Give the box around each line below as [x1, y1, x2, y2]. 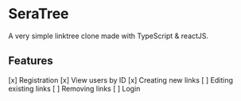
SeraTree [8, 5, 69, 23]
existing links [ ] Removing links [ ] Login [8, 84, 141, 93]
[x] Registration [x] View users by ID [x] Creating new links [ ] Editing [8, 75, 233, 84]
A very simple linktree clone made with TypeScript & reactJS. [8, 31, 209, 41]
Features [8, 54, 53, 68]
